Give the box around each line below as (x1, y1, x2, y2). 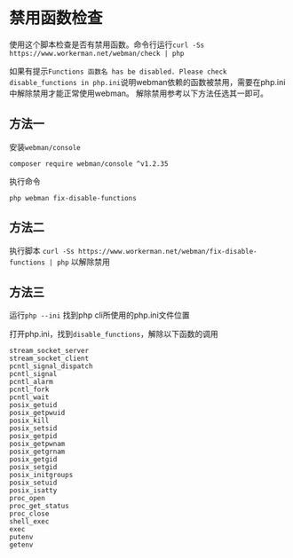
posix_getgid (9, 455, 58, 464)
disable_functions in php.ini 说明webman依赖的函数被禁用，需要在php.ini (9, 76, 286, 87)
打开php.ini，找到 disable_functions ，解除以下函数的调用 (9, 329, 219, 340)
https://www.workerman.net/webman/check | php (9, 49, 185, 58)
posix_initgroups (9, 471, 74, 480)
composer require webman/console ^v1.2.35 (9, 159, 169, 169)
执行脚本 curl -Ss (9, 245, 75, 255)
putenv (9, 533, 34, 542)
